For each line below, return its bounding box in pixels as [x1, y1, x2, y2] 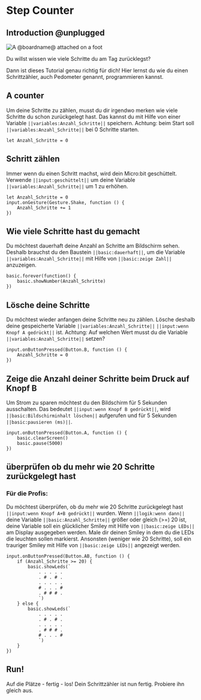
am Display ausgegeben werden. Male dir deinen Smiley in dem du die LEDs [6, 528, 194, 536]
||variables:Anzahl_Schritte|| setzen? [6, 335, 105, 342]
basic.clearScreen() [17, 435, 68, 441]
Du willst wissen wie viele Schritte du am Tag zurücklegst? [6, 55, 151, 62]
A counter [6, 91, 44, 101]
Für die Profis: [6, 489, 48, 498]
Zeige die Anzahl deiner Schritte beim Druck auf [6, 374, 190, 384]
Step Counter [6, 4, 74, 17]
